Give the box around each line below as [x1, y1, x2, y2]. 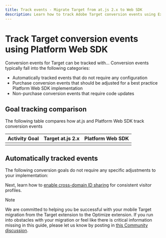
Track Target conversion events [5, 33, 138, 45]
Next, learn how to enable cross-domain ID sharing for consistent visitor [5, 182, 152, 188]
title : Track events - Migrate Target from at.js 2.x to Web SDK [5, 7, 142, 12]
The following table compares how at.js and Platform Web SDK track [5, 118, 144, 124]
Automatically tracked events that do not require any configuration [12, 75, 148, 81]
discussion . [5, 228, 29, 234]
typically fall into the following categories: [5, 65, 90, 71]
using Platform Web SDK [5, 44, 108, 55]
